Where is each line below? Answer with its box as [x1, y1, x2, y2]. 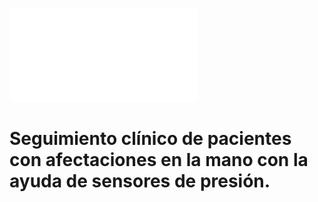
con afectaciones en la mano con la [9, 149, 309, 172]
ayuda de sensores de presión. [9, 170, 271, 193]
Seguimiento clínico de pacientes [9, 128, 292, 150]
